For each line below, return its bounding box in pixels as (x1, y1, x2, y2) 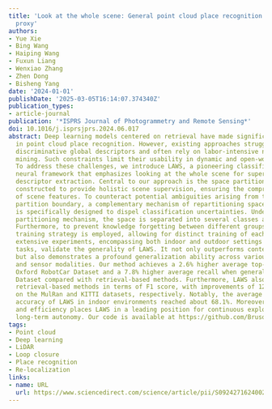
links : (8, 373, 31, 381)
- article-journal (8, 110, 70, 118)
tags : (8, 321, 27, 329)
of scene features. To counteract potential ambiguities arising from (15, 192, 259, 201)
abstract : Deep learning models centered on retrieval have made (8, 132, 233, 140)
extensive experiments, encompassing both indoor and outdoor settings (15, 238, 263, 246)
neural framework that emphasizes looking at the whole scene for (15, 170, 244, 178)
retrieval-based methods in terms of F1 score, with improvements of (15, 283, 255, 292)
